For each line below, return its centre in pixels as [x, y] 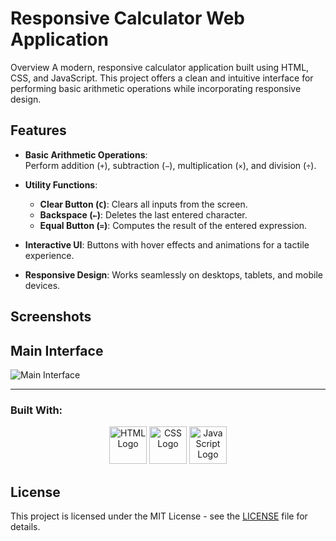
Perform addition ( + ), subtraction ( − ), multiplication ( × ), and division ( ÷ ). [170, 165]
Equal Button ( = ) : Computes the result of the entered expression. [173, 225]
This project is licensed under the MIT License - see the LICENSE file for [159, 516]
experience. [49, 255]
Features [38, 130]
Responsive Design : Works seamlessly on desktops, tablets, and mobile [174, 274]
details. [25, 527]
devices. [42, 285]
